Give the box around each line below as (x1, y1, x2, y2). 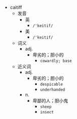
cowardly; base (40, 58, 72, 63)
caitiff (10, 5, 22, 10)
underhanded (40, 87, 65, 92)
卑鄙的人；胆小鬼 (32, 98, 68, 103)
